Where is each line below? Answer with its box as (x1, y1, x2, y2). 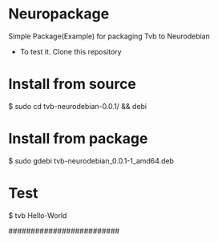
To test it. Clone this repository (19, 46, 122, 56)
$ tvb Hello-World (8, 210, 67, 220)
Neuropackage (8, 5, 110, 23)
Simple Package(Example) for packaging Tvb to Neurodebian (8, 31, 210, 41)
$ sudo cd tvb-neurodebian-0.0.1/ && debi (8, 101, 147, 111)
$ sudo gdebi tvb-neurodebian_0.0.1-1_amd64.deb (8, 155, 175, 165)
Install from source (8, 75, 136, 93)
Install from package (8, 130, 148, 148)
